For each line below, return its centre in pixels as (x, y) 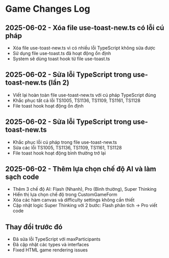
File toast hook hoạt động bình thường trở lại (59, 153)
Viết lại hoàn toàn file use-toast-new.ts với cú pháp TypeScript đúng (84, 95)
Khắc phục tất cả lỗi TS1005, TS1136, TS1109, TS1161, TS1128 (76, 100)
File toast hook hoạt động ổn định (48, 106)
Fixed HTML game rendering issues (50, 250)
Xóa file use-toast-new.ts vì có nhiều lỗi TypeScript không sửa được (84, 48)
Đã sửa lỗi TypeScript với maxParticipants (56, 239)
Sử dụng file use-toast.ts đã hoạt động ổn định (62, 53)
